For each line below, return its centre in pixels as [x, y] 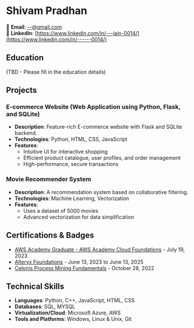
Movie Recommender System [49, 179]
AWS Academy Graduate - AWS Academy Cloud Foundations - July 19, [100, 249]
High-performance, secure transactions [71, 164]
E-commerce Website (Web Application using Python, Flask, [93, 107]
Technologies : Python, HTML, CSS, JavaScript [71, 139]
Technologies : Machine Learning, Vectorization [72, 198]
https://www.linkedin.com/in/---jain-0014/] [88, 33]
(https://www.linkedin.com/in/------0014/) [57, 39]
